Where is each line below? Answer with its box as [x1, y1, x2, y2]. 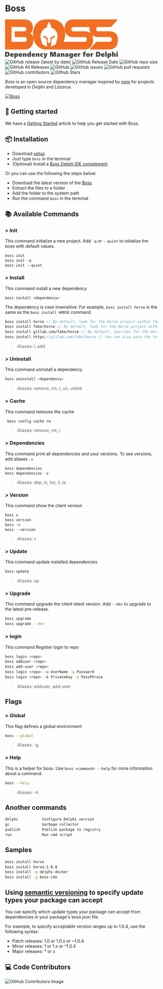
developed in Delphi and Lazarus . [5, 84, 72, 90]
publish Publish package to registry [5, 827, 101, 832]
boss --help [5, 780, 29, 785]
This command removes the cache [5, 409, 74, 415]
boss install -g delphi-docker [5, 870, 68, 875]
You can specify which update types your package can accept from [5, 909, 141, 915]
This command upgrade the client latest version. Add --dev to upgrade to [5, 601, 151, 607]
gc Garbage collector [5, 822, 79, 827]
